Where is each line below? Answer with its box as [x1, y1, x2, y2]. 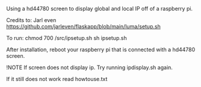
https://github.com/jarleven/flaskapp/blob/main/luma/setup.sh [6, 23, 161, 30]
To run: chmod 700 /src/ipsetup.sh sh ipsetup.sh [6, 35, 128, 41]
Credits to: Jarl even [6, 17, 57, 23]
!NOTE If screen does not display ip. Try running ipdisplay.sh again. [6, 64, 173, 71]
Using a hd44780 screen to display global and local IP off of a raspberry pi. [6, 5, 193, 12]
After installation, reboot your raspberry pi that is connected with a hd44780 [6, 46, 196, 53]
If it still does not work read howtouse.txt [6, 76, 108, 82]
